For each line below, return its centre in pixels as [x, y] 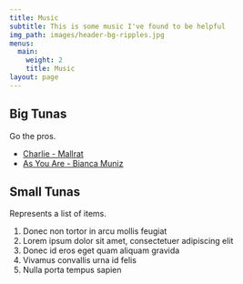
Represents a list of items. [58, 214]
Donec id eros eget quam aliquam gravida [101, 250]
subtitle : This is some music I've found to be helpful [117, 26]
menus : [22, 43]
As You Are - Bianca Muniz [73, 163]
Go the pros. [33, 136]
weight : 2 [45, 60]
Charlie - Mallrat [53, 153]
